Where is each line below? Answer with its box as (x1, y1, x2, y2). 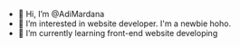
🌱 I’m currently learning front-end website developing (17, 28, 218, 38)
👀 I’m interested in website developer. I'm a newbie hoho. (17, 18, 232, 29)
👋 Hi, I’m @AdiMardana (17, 9, 105, 19)
